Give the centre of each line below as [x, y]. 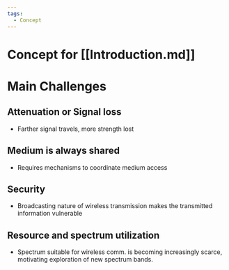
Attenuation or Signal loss [64, 112]
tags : [15, 14]
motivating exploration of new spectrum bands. [85, 260]
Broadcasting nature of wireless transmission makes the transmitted [115, 206]
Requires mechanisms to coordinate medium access [92, 167]
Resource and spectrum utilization [84, 235]
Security [26, 189]
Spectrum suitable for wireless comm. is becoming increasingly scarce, [120, 252]
